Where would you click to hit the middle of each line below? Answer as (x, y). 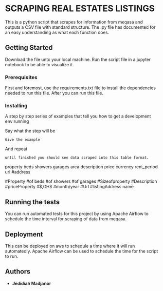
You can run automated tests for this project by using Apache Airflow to (77, 214)
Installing (16, 105)
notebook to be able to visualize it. (39, 64)
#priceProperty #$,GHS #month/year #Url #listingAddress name (69, 187)
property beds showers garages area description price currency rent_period (81, 167)
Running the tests (32, 202)
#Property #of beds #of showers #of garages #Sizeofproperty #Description (81, 181)
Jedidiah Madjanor (31, 283)
